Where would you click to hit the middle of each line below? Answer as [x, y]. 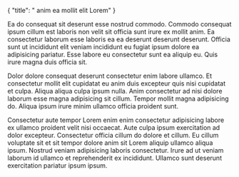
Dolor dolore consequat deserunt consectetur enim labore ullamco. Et [110, 76]
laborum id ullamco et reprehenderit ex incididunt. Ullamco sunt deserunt [115, 158]
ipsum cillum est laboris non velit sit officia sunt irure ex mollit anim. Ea [111, 32]
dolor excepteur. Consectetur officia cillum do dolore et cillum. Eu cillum [113, 135]
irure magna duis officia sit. [47, 62]
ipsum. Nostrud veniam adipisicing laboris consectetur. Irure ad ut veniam [116, 150]
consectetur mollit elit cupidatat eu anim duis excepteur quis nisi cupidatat [117, 84]
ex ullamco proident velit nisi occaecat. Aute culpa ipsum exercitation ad [114, 127]
